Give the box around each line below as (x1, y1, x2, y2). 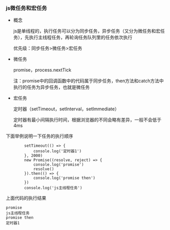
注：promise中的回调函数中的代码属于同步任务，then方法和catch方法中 (13, 78, 164, 84)
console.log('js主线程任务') (24, 186, 82, 191)
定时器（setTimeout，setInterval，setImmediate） (13, 106, 119, 112)
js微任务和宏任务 (6, 4, 48, 11)
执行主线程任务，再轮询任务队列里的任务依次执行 (29, 34, 133, 40)
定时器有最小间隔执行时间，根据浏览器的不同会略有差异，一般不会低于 (13, 117, 162, 123)
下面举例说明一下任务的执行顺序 (6, 133, 73, 139)
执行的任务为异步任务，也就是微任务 (13, 84, 90, 90)
